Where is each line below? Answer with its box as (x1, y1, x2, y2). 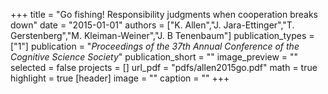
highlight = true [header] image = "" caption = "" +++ (10, 72, 230, 84)
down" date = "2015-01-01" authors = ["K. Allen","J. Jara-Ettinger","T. (10, 19, 295, 31)
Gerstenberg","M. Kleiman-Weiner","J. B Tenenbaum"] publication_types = (10, 30, 315, 41)
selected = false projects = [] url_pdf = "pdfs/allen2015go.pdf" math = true (10, 62, 318, 73)
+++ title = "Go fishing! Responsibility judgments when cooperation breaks (10, 9, 318, 20)
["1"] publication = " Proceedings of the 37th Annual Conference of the (10, 40, 300, 52)
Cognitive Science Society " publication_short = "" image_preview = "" (10, 51, 299, 63)
